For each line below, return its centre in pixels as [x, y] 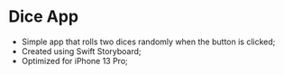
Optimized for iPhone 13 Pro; [74, 61]
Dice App [43, 17]
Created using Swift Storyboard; [81, 51]
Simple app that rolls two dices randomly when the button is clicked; [148, 42]
